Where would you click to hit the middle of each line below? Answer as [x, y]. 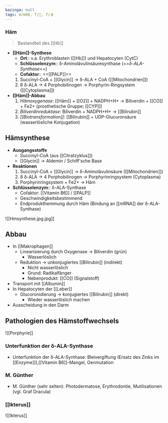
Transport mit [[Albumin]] [39, 284]
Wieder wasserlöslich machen [59, 300]
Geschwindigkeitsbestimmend [51, 198]
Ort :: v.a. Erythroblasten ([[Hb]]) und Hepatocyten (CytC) [79, 58]
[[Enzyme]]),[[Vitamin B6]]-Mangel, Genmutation [63, 362]
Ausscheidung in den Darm [41, 305]
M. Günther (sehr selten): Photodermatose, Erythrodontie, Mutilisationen [87, 386]
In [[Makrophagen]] [33, 246]
